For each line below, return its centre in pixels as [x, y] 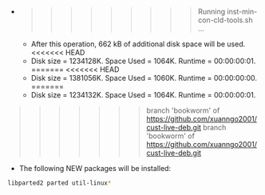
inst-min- [242, 12]
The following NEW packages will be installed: [95, 168]
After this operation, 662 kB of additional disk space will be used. [138, 44]
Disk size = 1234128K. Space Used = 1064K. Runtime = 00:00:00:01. [143, 61]
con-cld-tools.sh [225, 20]
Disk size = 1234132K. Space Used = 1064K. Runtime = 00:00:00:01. [143, 95]
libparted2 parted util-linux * [59, 183]
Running [212, 12]
